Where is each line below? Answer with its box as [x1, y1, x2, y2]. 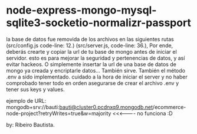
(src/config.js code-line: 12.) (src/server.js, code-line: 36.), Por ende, [6, 42, 173, 49]
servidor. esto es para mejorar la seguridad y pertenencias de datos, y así [6, 54, 185, 61]
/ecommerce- [152, 103, 186, 110]
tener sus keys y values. [6, 86, 65, 93]
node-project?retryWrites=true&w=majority [6, 110, 111, 117]
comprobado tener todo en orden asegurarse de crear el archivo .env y [6, 79, 179, 86]
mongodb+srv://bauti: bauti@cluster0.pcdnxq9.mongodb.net [6, 103, 153, 110]
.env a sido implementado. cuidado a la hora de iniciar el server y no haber [6, 73, 188, 80]
